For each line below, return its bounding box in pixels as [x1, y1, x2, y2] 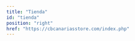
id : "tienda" [6, 14, 40, 20]
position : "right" [6, 20, 53, 26]
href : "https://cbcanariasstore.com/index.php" [6, 25, 130, 32]
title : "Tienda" [6, 8, 48, 15]
